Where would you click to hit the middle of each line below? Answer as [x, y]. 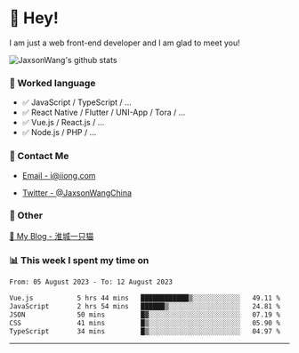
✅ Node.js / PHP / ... [59, 132]
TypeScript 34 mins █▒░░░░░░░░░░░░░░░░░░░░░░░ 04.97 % [145, 331]
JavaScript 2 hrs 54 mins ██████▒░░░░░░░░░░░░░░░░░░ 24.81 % [145, 306]
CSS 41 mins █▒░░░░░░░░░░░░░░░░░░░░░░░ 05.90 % [145, 323]
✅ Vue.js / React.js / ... [63, 123]
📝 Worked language [53, 83]
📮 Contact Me [39, 156]
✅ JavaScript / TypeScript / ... [77, 102]
